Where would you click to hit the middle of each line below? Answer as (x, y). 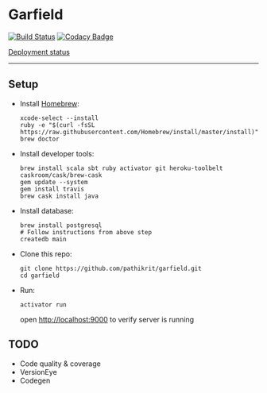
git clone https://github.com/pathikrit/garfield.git (110, 268)
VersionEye (38, 372)
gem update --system (54, 182)
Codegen (35, 380)
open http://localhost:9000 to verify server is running (107, 319)
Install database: (46, 210)
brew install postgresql (61, 225)
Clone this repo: (46, 254)
